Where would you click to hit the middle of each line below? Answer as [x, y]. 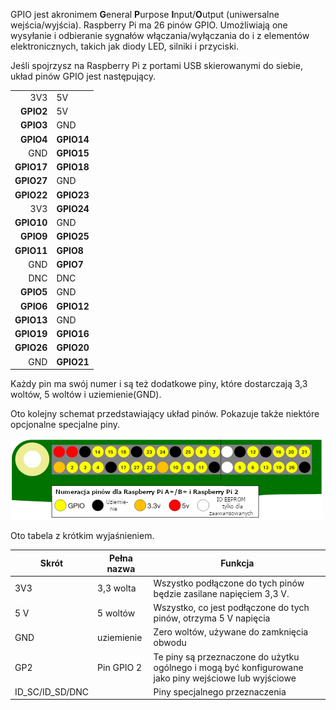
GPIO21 [73, 361]
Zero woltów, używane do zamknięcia [231, 632]
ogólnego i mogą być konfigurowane [228, 667]
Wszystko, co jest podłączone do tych [231, 607]
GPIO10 [31, 222]
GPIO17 [31, 167]
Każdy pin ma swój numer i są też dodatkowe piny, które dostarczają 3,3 [159, 383]
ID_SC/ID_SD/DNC [52, 691]
